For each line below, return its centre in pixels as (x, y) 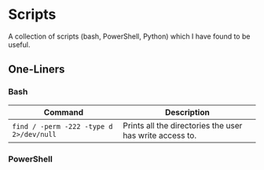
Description (187, 112)
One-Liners (37, 70)
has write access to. (160, 135)
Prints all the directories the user (183, 125)
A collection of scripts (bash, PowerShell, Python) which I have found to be (129, 36)
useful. (19, 44)
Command (64, 112)
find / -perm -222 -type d (62, 126)
